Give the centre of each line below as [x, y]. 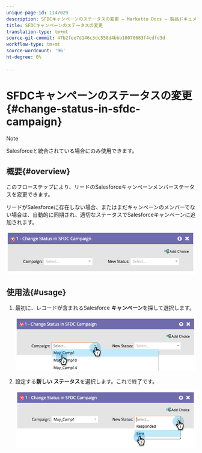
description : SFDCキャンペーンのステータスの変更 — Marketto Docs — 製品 [93, 19]
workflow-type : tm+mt [33, 44]
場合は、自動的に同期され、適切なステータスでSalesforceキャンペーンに [101, 215]
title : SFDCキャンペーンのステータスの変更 [55, 25]
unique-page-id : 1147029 [37, 13]
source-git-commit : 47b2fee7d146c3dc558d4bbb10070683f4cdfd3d [86, 38]
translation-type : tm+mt [37, 32]
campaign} [34, 122]
